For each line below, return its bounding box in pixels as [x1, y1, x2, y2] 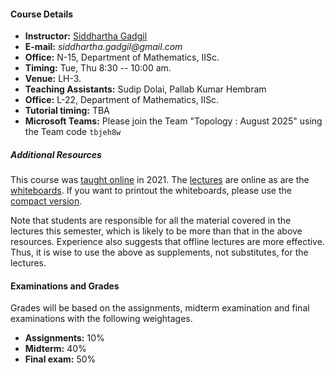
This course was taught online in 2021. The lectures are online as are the [10, 174, 310, 186]
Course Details [10, 8, 74, 20]
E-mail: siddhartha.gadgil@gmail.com [24, 41, 183, 53]
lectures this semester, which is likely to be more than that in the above [10, 225, 303, 237]
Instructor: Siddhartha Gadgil [24, 30, 148, 42]
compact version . [10, 195, 83, 207]
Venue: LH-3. [24, 73, 82, 85]
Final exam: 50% [24, 353, 97, 365]
